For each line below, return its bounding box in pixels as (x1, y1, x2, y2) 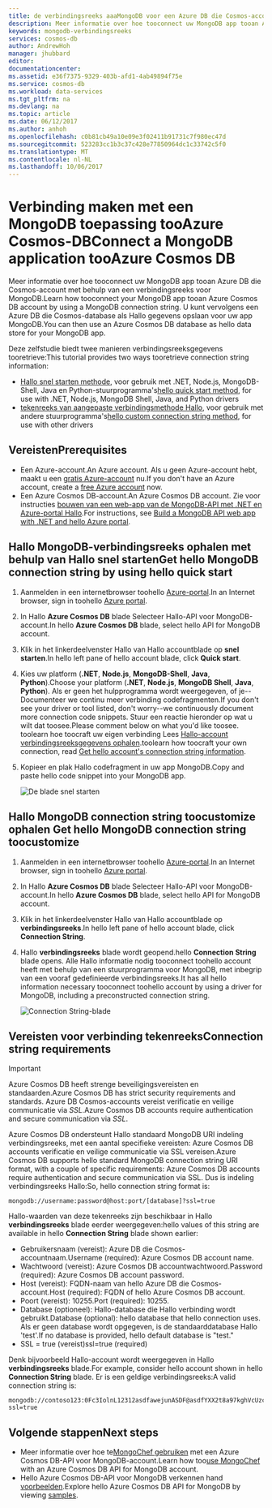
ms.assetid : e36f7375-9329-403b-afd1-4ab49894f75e (8, 72, 183, 80)
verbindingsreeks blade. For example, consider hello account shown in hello (8, 1364, 263, 1373)
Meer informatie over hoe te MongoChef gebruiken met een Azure (19, 1447, 240, 1457)
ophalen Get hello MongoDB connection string (8, 823, 247, 837)
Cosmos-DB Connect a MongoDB (8, 232, 233, 251)
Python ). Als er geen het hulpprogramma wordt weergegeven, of (19, 686, 237, 696)
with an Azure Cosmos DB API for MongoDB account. (19, 1464, 199, 1474)
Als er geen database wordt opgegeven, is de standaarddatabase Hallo (19, 1322, 257, 1332)
